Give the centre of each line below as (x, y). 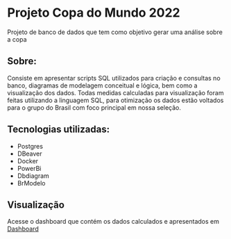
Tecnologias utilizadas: (58, 130)
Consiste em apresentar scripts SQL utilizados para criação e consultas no (114, 78)
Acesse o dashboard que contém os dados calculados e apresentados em (113, 222)
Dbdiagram (33, 176)
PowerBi (29, 168)
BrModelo (32, 183)
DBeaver (30, 154)
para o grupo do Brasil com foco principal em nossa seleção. (94, 107)
